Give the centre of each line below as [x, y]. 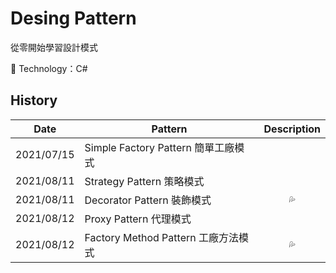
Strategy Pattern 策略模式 [144, 181]
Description [292, 129]
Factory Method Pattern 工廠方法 [161, 237]
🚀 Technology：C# [49, 68]
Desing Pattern [73, 18]
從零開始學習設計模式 [54, 47]
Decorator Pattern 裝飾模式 [148, 200]
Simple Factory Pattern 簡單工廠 [159, 147]
